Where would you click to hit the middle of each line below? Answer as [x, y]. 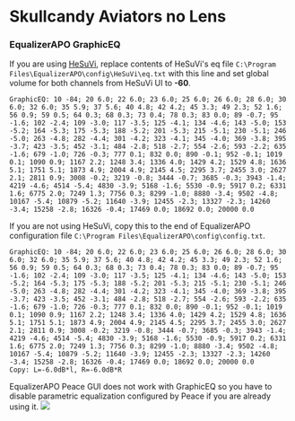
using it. [24, 407]
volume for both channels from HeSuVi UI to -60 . [100, 83]
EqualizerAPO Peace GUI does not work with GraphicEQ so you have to [141, 387]
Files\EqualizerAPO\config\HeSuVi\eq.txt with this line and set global [139, 74]
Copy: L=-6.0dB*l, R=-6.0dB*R [66, 370]
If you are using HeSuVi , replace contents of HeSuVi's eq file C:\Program [143, 64]
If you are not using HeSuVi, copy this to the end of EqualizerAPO [130, 226]
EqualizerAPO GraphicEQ [65, 45]
